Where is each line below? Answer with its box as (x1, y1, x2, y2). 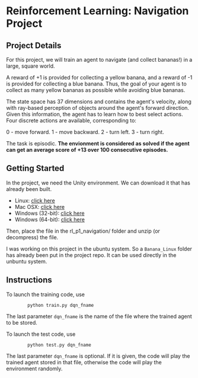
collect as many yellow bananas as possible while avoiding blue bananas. (6, 87, 186, 93)
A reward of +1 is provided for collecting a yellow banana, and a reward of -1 (6, 74, 193, 81)
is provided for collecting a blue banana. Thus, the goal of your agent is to (6, 80, 187, 87)
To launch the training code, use (6, 291, 85, 298)
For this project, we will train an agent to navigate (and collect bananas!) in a (6, 56, 193, 63)
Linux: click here (14, 197, 55, 204)
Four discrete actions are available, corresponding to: (6, 117, 136, 124)
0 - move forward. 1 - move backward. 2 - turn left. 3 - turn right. (6, 129, 164, 135)
